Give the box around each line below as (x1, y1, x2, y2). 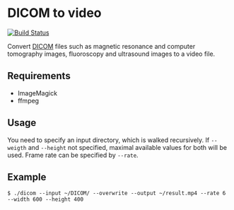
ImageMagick (17, 88, 58, 97)
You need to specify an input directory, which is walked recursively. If (7, 136, 210, 144)
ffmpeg (17, 96, 40, 105)
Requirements (7, 70, 71, 82)
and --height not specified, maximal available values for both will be (28, 143, 228, 151)
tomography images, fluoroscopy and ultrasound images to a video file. (7, 49, 216, 58)
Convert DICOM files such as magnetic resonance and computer (7, 42, 196, 50)
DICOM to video (7, 5, 102, 21)
